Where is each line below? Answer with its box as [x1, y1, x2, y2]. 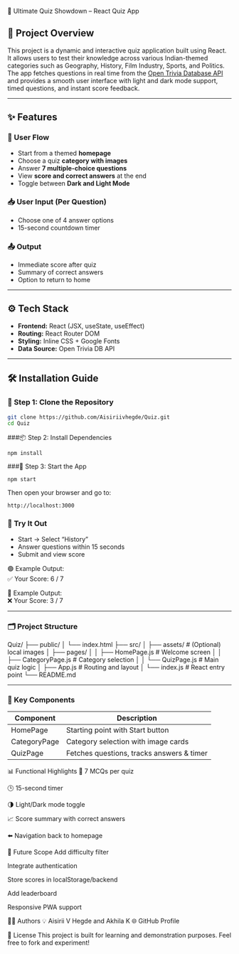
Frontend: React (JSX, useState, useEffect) [17, 321, 145, 330]
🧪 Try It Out [7, 519, 48, 529]
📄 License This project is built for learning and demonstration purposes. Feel [7, 931, 232, 940]
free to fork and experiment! [7, 938, 90, 947]
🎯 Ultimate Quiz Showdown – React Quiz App [7, 7, 140, 15]
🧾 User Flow [7, 132, 50, 142]
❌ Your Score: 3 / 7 [7, 596, 63, 604]
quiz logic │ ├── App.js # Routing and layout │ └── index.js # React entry [7, 663, 225, 671]
